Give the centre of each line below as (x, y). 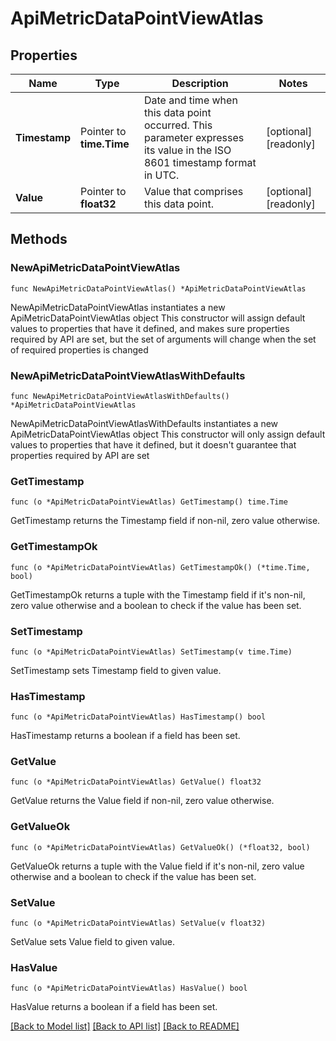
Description (200, 83)
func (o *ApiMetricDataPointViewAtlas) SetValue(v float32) (138, 923)
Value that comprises (193, 191)
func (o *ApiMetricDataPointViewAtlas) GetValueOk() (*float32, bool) (160, 847)
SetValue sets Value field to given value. (92, 942)
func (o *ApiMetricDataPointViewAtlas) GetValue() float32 (136, 782)
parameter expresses (194, 137)
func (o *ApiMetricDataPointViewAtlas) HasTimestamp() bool (138, 717)
